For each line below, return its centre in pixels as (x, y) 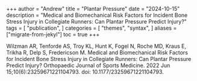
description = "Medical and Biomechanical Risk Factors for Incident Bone (97, 15)
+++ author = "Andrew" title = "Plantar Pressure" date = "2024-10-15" (93, 9)
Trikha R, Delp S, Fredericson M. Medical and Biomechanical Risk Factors (97, 53)
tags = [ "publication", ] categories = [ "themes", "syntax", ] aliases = (92, 28)
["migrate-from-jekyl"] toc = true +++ (53, 34)
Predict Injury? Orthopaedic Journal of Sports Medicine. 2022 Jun (88, 65)
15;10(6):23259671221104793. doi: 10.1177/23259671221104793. (85, 72)
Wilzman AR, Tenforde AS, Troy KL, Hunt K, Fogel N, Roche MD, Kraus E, (96, 46)
